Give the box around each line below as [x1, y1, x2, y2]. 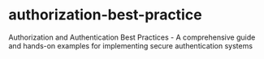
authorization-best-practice [8, 6, 202, 24]
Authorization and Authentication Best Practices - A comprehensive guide [8, 32, 256, 42]
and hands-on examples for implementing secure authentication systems [8, 40, 253, 50]
